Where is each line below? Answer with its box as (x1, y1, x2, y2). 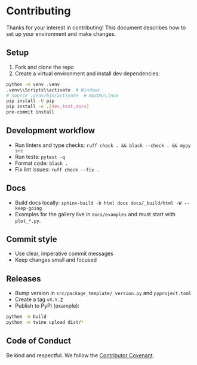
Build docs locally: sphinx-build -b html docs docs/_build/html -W (14, 199, 182, 206)
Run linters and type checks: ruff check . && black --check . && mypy (14, 142, 191, 149)
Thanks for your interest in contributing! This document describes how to (6, 24, 186, 31)
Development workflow (6, 125, 96, 136)
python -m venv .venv (6, 81, 60, 87)
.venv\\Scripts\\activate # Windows (6, 87, 100, 93)
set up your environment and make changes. (6, 30, 116, 37)
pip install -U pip (6, 98, 55, 104)
